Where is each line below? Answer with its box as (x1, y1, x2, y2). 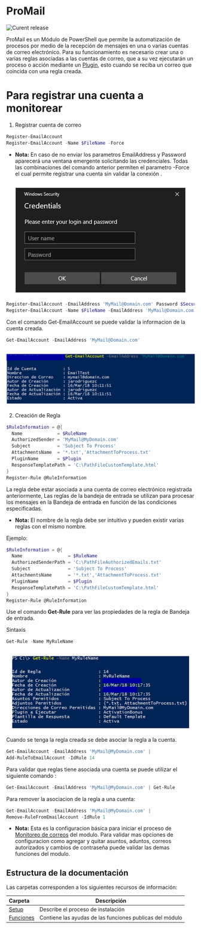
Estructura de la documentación (6, 868, 129, 878)
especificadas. (6, 504, 43, 512)
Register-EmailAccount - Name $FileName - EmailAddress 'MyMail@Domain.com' (6, 307, 197, 313)
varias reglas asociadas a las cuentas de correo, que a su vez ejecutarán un (6, 55, 193, 62)
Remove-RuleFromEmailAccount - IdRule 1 (6, 814, 106, 820)
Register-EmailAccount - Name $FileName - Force (6, 140, 124, 146)
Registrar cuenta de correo (14, 121, 82, 129)
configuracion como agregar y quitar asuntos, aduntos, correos (14, 838, 172, 845)
